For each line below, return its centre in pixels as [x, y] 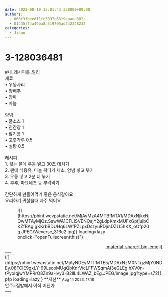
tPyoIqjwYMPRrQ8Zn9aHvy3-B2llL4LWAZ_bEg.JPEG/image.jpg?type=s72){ [83, 273]
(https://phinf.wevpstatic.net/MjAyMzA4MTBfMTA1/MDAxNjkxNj [84, 216]
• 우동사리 [15, 84]
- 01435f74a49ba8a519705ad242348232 [48, 24]
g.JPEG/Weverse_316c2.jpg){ [48, 232]
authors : [14, 14]
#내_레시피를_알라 [23, 72]
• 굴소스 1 [15, 121]
